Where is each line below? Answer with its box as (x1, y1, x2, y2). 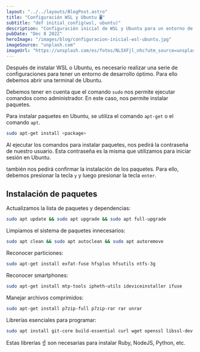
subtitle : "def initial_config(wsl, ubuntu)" (6, 20, 121, 26)
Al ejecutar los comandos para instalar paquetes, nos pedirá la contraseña (6, 141, 189, 148)
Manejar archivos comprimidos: (6, 294, 84, 301)
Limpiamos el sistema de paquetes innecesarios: (6, 227, 126, 234)
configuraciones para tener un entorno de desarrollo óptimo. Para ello (6, 70, 177, 78)
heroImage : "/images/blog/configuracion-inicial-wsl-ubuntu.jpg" (6, 36, 171, 42)
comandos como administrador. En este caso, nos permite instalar (6, 94, 168, 101)
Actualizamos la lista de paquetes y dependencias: (6, 205, 131, 212)
